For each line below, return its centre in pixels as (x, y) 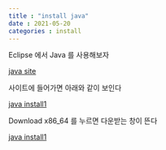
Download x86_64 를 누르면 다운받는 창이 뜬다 (83, 121)
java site (22, 71)
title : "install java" (49, 16)
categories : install (45, 31)
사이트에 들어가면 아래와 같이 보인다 (65, 88)
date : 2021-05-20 (39, 24)
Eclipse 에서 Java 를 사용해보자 (59, 55)
